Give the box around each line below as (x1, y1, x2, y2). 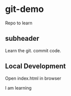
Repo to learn (5, 20, 33, 26)
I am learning (5, 85, 32, 91)
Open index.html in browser (5, 75, 62, 81)
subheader (5, 34, 39, 43)
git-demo (5, 3, 44, 15)
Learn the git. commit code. (5, 47, 62, 53)
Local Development (5, 62, 66, 71)
